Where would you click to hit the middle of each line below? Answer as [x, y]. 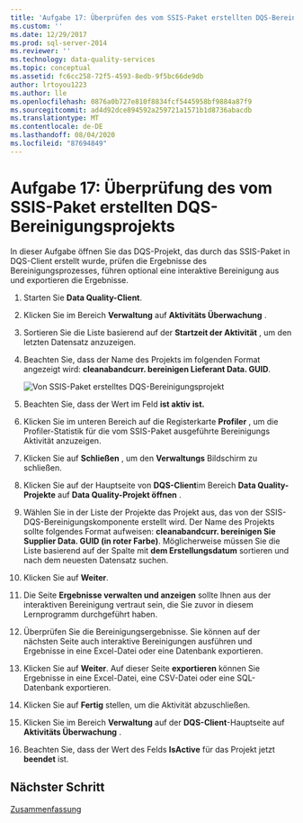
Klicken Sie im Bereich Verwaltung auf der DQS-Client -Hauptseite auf [154, 722]
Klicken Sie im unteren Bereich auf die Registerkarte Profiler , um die [151, 421]
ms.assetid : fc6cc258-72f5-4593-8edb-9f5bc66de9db [107, 77]
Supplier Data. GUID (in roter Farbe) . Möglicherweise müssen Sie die [151, 541]
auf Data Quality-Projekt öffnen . [120, 494]
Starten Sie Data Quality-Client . [83, 297]
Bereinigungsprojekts [93, 226]
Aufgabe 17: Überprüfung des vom [142, 188]
